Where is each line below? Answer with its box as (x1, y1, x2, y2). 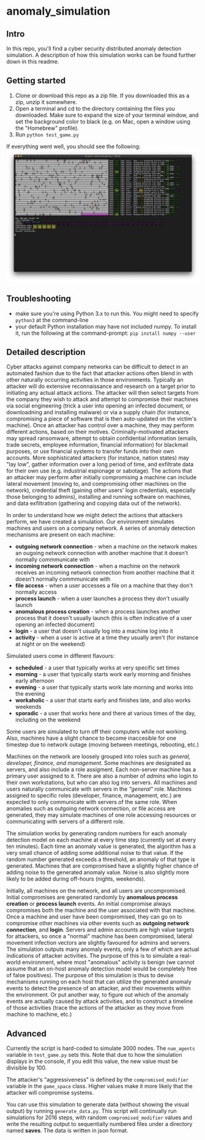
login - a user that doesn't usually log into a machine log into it (15, 627, 173, 635)
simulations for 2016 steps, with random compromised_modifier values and (6, 1114, 193, 1121)
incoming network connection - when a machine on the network (15, 562, 181, 570)
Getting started (6, 75, 66, 86)
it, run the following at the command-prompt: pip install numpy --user (15, 329, 196, 337)
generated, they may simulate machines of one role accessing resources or (6, 811, 197, 819)
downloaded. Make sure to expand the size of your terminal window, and (15, 111, 199, 119)
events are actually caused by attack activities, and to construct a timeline (6, 997, 193, 1005)
